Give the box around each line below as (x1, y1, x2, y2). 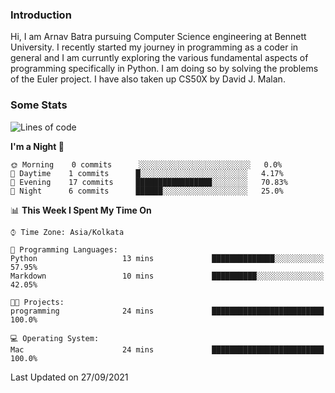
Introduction (10, 8, 72, 22)
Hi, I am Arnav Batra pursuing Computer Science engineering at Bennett (10, 31, 307, 43)
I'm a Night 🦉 (10, 140, 65, 152)
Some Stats (10, 98, 68, 112)
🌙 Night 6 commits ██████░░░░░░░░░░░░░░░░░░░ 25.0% (10, 186, 284, 196)
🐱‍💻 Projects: (10, 297, 65, 307)
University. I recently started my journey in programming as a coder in (10, 41, 299, 53)
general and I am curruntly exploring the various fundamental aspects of (10, 52, 309, 64)
